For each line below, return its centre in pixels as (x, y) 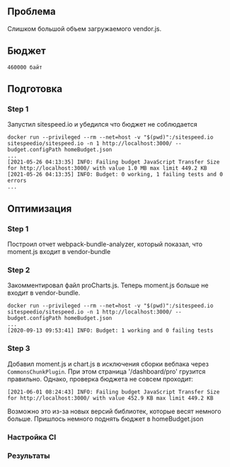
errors (17, 181)
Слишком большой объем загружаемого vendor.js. (85, 28)
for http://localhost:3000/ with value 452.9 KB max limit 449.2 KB (110, 398)
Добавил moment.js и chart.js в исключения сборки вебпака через (108, 364)
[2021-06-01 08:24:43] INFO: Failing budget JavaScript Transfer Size (114, 392)
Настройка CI (32, 437)
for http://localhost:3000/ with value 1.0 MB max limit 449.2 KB (107, 168)
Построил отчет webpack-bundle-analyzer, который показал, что (105, 244)
